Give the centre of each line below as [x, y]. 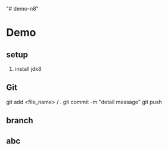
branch [20, 121]
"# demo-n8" [22, 9]
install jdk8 [28, 69]
